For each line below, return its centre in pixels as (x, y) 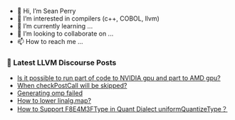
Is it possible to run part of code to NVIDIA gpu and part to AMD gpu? (119, 78)
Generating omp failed (50, 93)
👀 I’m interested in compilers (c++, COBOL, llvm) (88, 18)
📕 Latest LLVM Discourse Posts (62, 62)
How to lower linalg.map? (54, 101)
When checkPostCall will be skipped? (72, 86)
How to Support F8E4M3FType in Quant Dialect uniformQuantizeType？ (122, 109)
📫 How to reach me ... (50, 42)
